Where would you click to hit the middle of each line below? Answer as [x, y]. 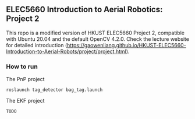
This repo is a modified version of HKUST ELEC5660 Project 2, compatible [95, 33]
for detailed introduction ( [37, 45]
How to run [22, 66]
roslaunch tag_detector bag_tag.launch [54, 90]
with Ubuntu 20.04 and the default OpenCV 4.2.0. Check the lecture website [97, 39]
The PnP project [25, 79]
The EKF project [25, 101]
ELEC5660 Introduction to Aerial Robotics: [84, 10]
